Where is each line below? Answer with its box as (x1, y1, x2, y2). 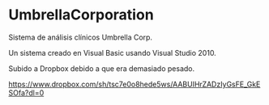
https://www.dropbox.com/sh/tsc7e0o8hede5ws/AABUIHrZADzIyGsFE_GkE (8, 79, 261, 89)
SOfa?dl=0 (8, 87, 45, 98)
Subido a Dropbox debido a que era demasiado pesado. (8, 63, 195, 73)
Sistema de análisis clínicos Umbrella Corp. (8, 32, 152, 42)
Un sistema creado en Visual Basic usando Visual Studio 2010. (8, 48, 216, 57)
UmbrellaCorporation (8, 6, 154, 24)
